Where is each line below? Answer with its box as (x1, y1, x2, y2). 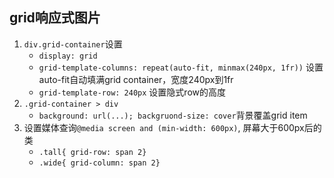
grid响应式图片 (9, 9, 101, 27)
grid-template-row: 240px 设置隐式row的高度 (38, 86, 226, 98)
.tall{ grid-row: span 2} (38, 147, 147, 157)
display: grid (38, 51, 98, 61)
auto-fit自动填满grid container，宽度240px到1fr (38, 73, 234, 85)
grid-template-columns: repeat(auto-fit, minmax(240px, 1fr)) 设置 (38, 61, 324, 73)
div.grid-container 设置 (23, 38, 123, 50)
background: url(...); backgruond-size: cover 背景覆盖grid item (38, 109, 308, 121)
